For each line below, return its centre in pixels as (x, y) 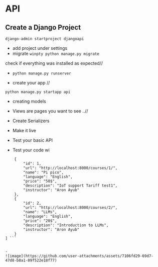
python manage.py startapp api (38, 92)
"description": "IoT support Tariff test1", (70, 186)
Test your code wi (31, 150)
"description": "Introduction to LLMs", (66, 225)
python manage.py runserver (42, 73)
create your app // (31, 83)
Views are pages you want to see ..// (50, 111)
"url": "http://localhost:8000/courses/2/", (70, 208)
